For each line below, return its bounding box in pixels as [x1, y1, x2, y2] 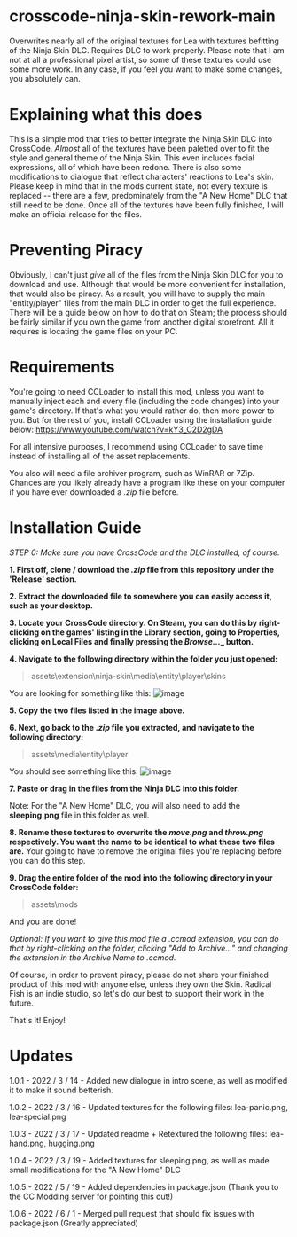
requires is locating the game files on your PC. [9, 325, 178, 336]
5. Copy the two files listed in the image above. [9, 705, 185, 716]
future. [9, 998, 34, 1008]
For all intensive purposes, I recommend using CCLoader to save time [9, 441, 264, 451]
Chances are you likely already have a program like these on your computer [9, 477, 285, 488]
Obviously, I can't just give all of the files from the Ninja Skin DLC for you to [9, 269, 284, 280]
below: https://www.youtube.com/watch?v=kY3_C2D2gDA [9, 424, 223, 435]
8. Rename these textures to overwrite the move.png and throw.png [9, 826, 264, 837]
